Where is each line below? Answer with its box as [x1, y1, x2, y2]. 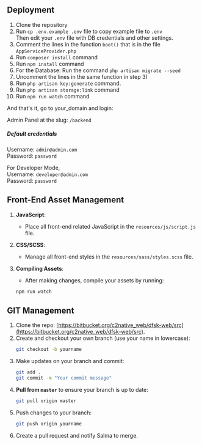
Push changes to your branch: [15, 409, 92, 416]
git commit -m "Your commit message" [15, 375, 112, 381]
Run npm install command [15, 60, 84, 67]
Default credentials [7, 130, 57, 138]
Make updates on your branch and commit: [15, 358, 124, 365]
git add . [15, 369, 41, 375]
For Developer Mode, [7, 164, 60, 171]
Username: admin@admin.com [7, 145, 78, 153]
